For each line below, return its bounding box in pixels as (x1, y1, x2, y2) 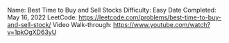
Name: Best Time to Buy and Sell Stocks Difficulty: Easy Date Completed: (7, 6, 217, 14)
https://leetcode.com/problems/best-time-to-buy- (78, 13, 222, 21)
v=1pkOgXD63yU (7, 28, 57, 36)
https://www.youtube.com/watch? (113, 21, 210, 28)
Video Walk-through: (52, 21, 112, 28)
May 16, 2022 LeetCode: (7, 13, 78, 21)
